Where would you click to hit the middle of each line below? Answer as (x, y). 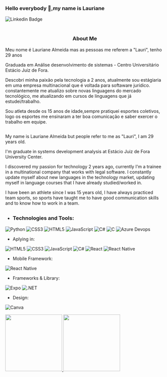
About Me (85, 39)
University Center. (24, 157)
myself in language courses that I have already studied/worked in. (74, 182)
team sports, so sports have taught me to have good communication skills (82, 198)
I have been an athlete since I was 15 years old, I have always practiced (79, 192)
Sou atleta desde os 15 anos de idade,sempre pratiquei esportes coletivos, (83, 111)
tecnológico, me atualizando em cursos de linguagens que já (68, 96)
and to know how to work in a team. (42, 203)
